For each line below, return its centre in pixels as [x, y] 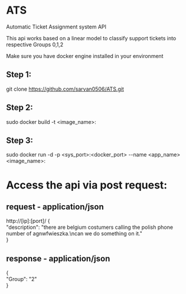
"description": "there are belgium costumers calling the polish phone [89, 227]
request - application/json [55, 207]
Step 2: [20, 108]
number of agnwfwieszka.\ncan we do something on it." [74, 234]
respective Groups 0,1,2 [35, 44]
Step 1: [19, 75]
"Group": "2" [22, 279]
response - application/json [58, 258]
